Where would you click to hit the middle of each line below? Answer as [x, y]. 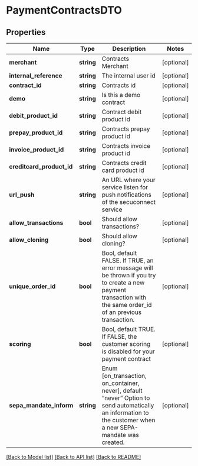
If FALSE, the [119, 336]
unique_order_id [32, 286]
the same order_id [127, 305]
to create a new [123, 283]
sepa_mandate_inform [41, 405]
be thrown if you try [129, 275]
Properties [26, 32]
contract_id [26, 85]
